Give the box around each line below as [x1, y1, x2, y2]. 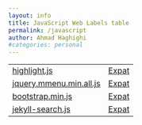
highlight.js [12, 65, 53, 76]
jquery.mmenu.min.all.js [12, 78, 101, 89]
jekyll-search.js [12, 104, 71, 115]
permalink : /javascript [8, 26, 87, 34]
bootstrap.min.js [12, 91, 73, 102]
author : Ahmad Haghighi [8, 33, 87, 42]
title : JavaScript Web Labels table [8, 19, 129, 27]
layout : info [8, 11, 52, 20]
